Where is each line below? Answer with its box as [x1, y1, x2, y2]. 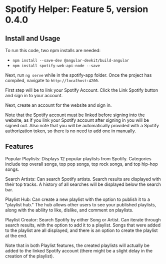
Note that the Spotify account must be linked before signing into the [5, 112, 145, 118]
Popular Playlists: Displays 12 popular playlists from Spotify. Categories [5, 155, 151, 161]
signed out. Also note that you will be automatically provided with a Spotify [5, 123, 159, 128]
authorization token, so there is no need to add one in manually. [5, 128, 136, 134]
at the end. [5, 232, 27, 238]
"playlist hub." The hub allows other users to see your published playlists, [5, 201, 156, 207]
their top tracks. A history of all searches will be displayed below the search [5, 181, 161, 187]
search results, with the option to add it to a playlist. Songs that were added [5, 222, 161, 228]
